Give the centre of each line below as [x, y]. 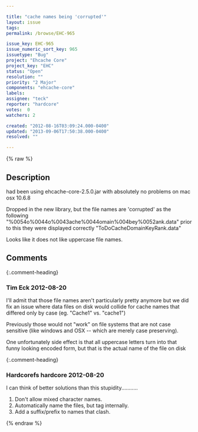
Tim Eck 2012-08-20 [36, 287]
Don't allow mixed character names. [58, 400]
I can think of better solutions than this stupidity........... [72, 388]
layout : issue [24, 22]
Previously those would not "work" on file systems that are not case [88, 325]
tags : [13, 28]
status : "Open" [25, 71]
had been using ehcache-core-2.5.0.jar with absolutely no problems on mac [98, 191]
